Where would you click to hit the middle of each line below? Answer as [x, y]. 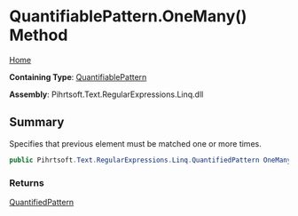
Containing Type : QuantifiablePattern [78, 76]
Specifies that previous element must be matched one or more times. [135, 143]
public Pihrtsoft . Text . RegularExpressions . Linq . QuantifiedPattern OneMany [150, 160]
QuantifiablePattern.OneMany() [128, 16]
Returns [27, 182]
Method [39, 35]
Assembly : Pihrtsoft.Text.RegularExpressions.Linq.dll [106, 94]
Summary [37, 122]
